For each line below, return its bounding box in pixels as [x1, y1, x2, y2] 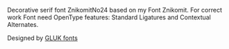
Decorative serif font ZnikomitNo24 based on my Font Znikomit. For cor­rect [7, 6, 222, 14]
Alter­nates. [7, 21, 39, 28]
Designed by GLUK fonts [7, 34, 78, 42]
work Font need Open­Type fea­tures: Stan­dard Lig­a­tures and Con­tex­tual [7, 13, 212, 21]
